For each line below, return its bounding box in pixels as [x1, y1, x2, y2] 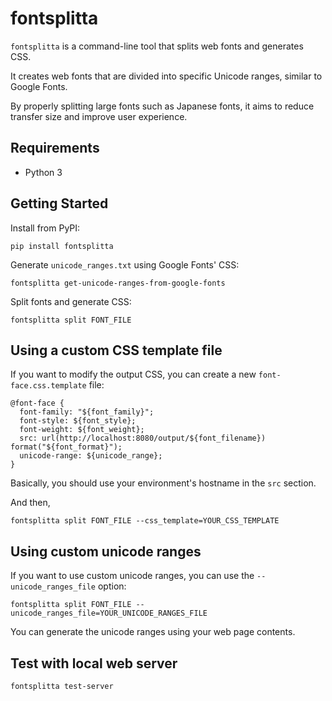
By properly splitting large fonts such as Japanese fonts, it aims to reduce [10, 100, 315, 112]
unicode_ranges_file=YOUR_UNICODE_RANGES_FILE [10, 608, 208, 619]
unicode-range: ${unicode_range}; [19, 451, 163, 461]
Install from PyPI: [10, 222, 81, 234]
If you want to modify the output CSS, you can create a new [10, 368, 257, 381]
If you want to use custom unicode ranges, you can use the [10, 570, 255, 582]
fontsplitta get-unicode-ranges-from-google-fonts [10, 278, 226, 288]
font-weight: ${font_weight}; [19, 425, 145, 435]
